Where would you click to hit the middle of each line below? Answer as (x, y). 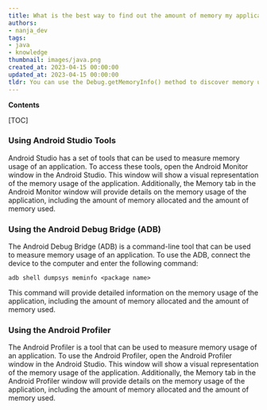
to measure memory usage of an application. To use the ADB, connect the (130, 255)
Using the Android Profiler (60, 331)
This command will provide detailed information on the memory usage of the (133, 293)
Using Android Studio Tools (62, 141)
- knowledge (28, 52)
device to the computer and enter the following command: (103, 264)
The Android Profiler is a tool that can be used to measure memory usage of (133, 347)
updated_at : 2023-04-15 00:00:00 (64, 75)
